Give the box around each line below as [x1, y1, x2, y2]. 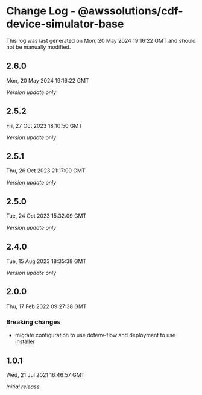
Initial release [6, 383, 40, 390]
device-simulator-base [6, 17, 124, 31]
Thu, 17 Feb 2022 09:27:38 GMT [6, 303, 87, 310]
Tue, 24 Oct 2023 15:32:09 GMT [6, 212, 87, 220]
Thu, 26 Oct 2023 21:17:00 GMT [6, 167, 86, 174]
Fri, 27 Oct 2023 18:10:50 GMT [6, 122, 83, 129]
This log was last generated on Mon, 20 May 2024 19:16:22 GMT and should [6, 37, 196, 44]
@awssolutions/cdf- [77, 4, 183, 18]
